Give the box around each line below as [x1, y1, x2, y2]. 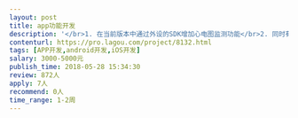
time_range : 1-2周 [9, 95, 76, 105]
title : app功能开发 [9, 21, 76, 30]
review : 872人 [9, 71, 60, 80]
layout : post [9, 12, 58, 22]
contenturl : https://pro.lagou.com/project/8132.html [9, 37, 213, 47]
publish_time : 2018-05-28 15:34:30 [9, 63, 141, 72]
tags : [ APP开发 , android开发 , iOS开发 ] [9, 46, 141, 55]
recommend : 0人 [9, 87, 64, 96]
